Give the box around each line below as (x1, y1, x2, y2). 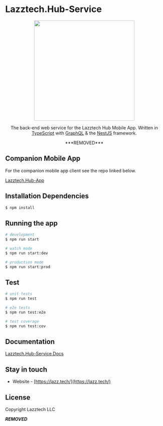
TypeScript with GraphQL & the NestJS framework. (32, 130, 137, 136)
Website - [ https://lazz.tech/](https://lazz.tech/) (12, 378, 111, 384)
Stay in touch (5, 365, 48, 374)
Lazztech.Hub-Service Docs (5, 351, 64, 357)
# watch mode (5, 246, 33, 251)
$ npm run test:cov (5, 323, 46, 329)
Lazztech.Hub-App (5, 177, 45, 183)
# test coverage (5, 319, 39, 324)
